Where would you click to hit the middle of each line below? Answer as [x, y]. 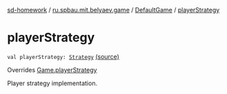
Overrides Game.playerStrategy [52, 70]
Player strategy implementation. [52, 83]
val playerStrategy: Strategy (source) [63, 56]
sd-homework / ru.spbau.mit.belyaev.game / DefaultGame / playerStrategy [113, 10]
